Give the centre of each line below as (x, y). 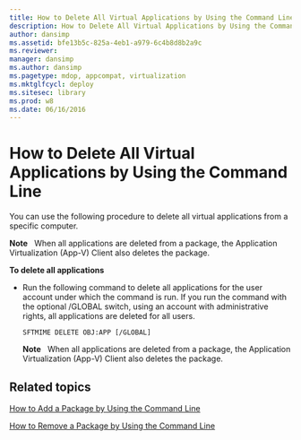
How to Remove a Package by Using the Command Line (112, 426)
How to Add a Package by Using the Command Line (105, 408)
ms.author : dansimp (46, 68)
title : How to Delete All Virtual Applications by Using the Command (142, 17)
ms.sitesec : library (48, 92)
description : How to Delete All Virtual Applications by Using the (138, 26)
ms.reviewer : (34, 51)
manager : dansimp (42, 59)
